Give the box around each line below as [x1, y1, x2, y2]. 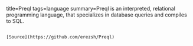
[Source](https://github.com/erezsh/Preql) [6, 34, 115, 40]
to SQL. [6, 18, 25, 24]
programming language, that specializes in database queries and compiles [6, 11, 187, 18]
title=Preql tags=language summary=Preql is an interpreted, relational [6, 5, 176, 12]
